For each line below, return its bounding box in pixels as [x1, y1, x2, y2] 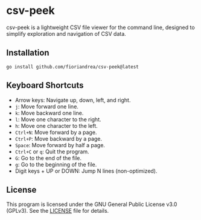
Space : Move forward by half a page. [14, 141, 106, 148]
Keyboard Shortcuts [6, 80, 84, 91]
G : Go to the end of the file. [14, 154, 82, 161]
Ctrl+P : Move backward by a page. [14, 135, 103, 142]
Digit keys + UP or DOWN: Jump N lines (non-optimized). [14, 167, 158, 175]
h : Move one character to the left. [14, 122, 98, 129]
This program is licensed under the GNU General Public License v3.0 [6, 201, 177, 208]
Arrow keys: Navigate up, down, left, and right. [14, 96, 131, 104]
